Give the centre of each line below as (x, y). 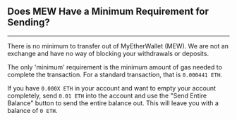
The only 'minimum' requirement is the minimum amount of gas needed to (115, 67)
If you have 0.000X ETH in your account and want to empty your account (112, 88)
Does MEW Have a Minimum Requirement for (108, 12)
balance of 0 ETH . (32, 110)
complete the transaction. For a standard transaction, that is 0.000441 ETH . (115, 74)
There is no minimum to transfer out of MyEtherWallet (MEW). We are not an (118, 46)
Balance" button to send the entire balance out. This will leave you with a (113, 103)
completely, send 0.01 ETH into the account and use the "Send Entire (107, 95)
